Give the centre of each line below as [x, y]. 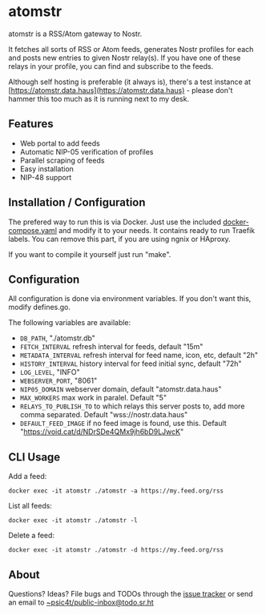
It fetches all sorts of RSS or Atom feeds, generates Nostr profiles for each [131, 49]
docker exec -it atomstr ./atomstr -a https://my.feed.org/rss [116, 491]
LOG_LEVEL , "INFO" [50, 372]
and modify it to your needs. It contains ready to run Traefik [157, 230]
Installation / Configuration [77, 203]
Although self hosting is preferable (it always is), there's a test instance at [129, 82]
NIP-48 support [46, 177]
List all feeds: [30, 506]
